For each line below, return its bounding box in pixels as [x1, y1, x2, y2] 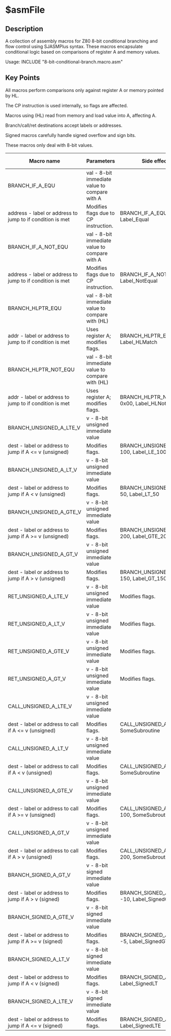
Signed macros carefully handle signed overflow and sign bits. [5, 132, 136, 138]
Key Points [5, 74, 40, 82]
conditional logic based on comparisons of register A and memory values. [5, 49, 160, 55]
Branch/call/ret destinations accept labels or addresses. [5, 122, 123, 128]
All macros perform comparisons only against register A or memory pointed [5, 87, 164, 93]
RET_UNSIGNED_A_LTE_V [8, 592, 69, 600]
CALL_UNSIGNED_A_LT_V [8, 745, 69, 752]
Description [5, 25, 43, 33]
